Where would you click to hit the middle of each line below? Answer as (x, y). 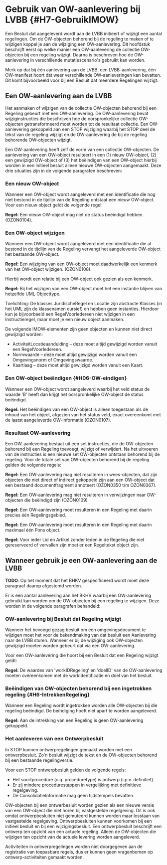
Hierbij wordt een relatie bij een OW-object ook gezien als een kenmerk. (79, 279)
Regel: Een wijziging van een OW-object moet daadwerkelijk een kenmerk (81, 264)
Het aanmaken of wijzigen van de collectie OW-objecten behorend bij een (81, 108)
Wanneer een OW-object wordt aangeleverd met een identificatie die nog (80, 194)
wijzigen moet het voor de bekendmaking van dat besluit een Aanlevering (81, 635)
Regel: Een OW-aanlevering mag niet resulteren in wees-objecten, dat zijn (82, 474)
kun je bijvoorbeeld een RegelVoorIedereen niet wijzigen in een (70, 314)
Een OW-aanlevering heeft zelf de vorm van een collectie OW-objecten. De (82, 149)
